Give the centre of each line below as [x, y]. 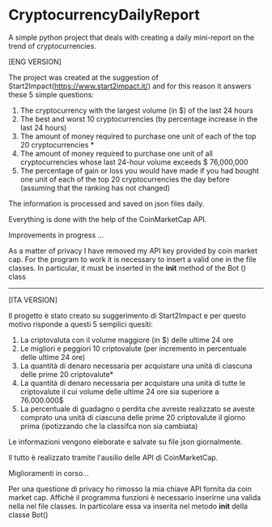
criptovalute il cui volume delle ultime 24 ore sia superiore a [119, 392]
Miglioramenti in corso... [49, 473]
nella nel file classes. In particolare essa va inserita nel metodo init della [128, 506]
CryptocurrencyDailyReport [104, 15]
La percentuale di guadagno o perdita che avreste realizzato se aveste [137, 409]
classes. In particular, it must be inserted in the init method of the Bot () [127, 268]
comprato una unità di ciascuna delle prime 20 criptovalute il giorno [133, 417]
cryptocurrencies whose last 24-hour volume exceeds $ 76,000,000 [134, 162]
